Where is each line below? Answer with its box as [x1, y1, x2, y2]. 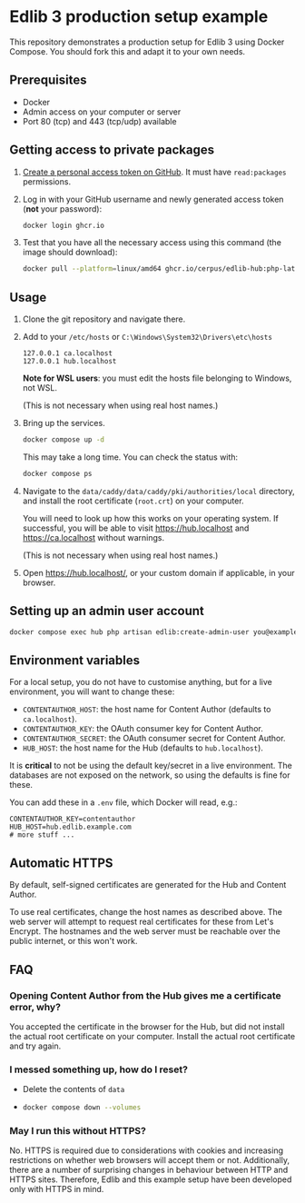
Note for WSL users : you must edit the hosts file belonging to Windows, [22, 373, 292, 383]
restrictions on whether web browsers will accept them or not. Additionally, [9, 1155, 290, 1166]
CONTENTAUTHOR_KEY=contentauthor [9, 815, 136, 824]
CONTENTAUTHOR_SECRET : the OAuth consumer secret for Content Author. [22, 733, 286, 744]
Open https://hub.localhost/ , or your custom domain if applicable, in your [22, 567, 295, 578]
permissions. [22, 175, 71, 187]
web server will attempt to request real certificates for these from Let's [9, 916, 274, 928]
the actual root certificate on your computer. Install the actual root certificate [9, 1030, 296, 1041]
